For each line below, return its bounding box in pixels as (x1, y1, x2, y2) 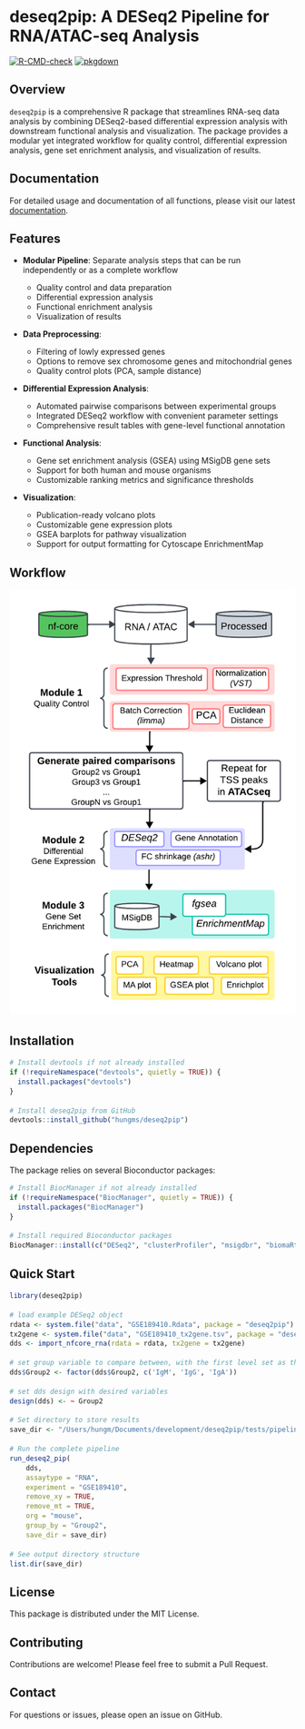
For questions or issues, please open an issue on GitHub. (9, 1709, 223, 1720)
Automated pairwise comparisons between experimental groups (35, 401, 277, 412)
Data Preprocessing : (22, 329, 102, 339)
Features (9, 231, 61, 246)
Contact (9, 1685, 56, 1701)
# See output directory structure (9, 1549, 141, 1558)
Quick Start (9, 1266, 75, 1282)
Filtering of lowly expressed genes (35, 347, 166, 358)
